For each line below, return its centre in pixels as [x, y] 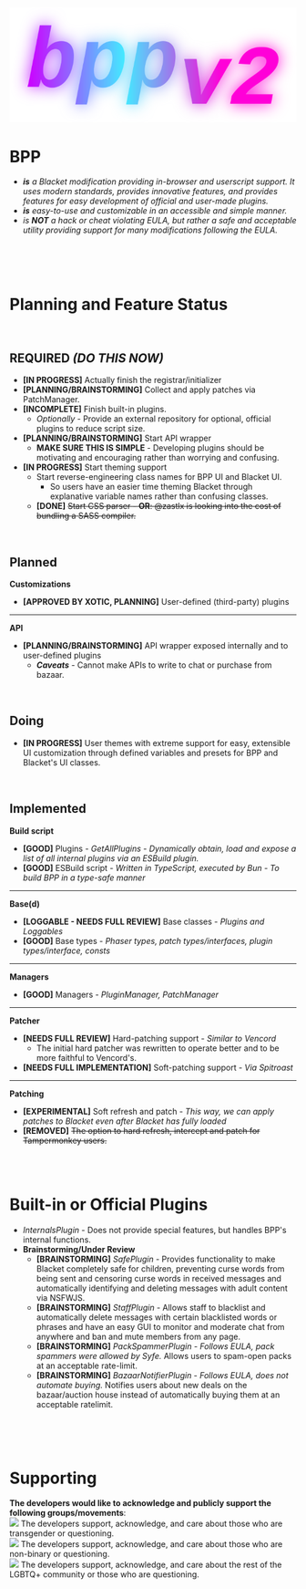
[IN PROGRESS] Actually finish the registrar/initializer [122, 380]
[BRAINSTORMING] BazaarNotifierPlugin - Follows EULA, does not [162, 1375]
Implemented [48, 809]
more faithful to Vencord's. [87, 1057]
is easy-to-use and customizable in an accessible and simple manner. [155, 211]
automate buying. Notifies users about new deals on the [142, 1385]
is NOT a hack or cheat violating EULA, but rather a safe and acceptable [159, 221]
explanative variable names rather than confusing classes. [159, 496]
